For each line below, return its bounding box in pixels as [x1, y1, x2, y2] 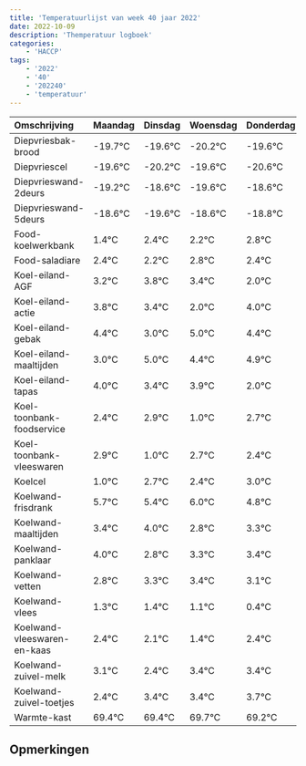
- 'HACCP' [25, 47, 64, 57]
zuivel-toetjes [14, 696, 75, 709]
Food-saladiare [14, 254, 81, 266]
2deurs [14, 186, 46, 199]
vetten [14, 580, 42, 593]
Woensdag [189, 119, 238, 131]
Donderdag [245, 119, 296, 131]
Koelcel [14, 475, 46, 488]
